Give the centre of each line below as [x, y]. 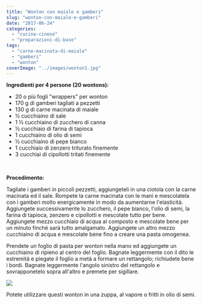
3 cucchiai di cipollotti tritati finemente [62, 154]
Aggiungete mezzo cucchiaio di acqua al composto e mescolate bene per [97, 221]
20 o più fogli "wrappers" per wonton [61, 97]
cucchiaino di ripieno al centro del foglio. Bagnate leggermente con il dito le [100, 252]
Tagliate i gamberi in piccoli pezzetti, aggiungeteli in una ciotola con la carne [101, 189]
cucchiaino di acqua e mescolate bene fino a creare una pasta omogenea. [98, 234]
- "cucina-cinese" [35, 34]
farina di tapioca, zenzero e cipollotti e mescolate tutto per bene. [87, 215]
